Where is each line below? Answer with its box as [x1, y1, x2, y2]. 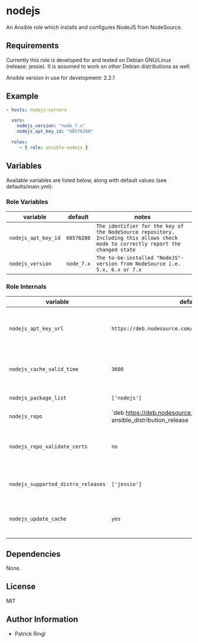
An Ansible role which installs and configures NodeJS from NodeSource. [6, 24, 183, 31]
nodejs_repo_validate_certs [9, 444, 88, 450]
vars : [11, 117, 25, 123]
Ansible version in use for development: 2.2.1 [6, 74, 115, 81]
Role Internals [6, 282, 47, 290]
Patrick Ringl [14, 630, 46, 637]
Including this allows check [96, 234, 178, 241]
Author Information [6, 615, 78, 625]
